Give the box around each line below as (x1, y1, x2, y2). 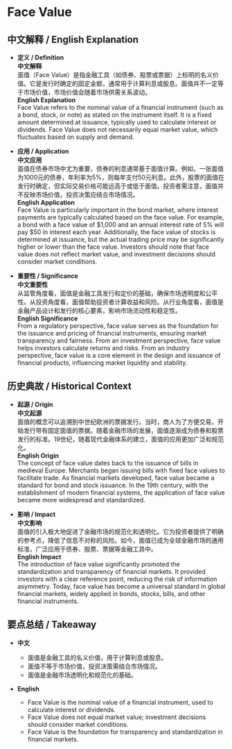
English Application (17, 199, 75, 206)
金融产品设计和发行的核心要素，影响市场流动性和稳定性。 (17, 306, 181, 315)
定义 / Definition (17, 53, 64, 61)
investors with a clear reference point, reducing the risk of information (17, 575, 217, 583)
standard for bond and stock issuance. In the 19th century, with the (17, 481, 209, 489)
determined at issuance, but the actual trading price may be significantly (17, 236, 224, 243)
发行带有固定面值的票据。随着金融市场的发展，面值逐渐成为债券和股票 (23, 426, 224, 434)
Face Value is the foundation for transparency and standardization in (27, 727, 223, 736)
